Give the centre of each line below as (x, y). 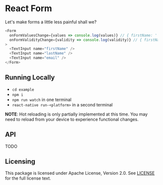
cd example (23, 90)
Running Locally (30, 77)
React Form (29, 8)
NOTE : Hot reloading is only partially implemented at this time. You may (76, 114)
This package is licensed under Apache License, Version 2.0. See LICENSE (80, 173)
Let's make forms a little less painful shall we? (51, 22)
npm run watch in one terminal (42, 100)
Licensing (20, 161)
